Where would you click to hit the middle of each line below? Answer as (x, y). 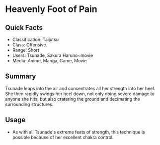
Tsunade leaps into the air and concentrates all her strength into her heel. (80, 88)
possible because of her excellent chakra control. (63, 137)
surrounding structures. (29, 104)
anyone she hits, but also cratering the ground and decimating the (73, 99)
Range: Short (26, 50)
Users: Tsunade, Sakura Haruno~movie (53, 55)
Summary (21, 76)
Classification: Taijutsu (35, 39)
